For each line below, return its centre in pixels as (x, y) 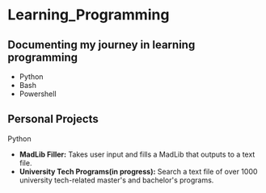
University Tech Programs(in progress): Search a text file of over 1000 (138, 171)
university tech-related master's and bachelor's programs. (116, 180)
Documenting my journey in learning (101, 45)
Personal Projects (53, 119)
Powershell (38, 94)
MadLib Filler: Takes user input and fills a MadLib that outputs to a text (137, 154)
